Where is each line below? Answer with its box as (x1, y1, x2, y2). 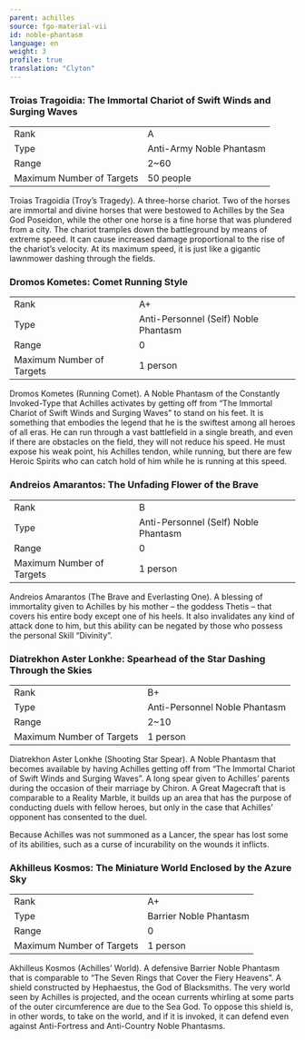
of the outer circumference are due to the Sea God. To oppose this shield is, (9, 1001, 293, 1013)
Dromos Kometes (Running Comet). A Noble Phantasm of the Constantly (9, 388, 280, 400)
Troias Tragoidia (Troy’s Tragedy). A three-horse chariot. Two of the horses (9, 195, 290, 206)
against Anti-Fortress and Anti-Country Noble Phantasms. (9, 1021, 226, 1032)
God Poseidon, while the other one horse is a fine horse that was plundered (9, 214, 292, 225)
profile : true (9, 55, 64, 64)
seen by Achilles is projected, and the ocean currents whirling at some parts (9, 992, 295, 1003)
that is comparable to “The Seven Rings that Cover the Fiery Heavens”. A (9, 973, 281, 984)
